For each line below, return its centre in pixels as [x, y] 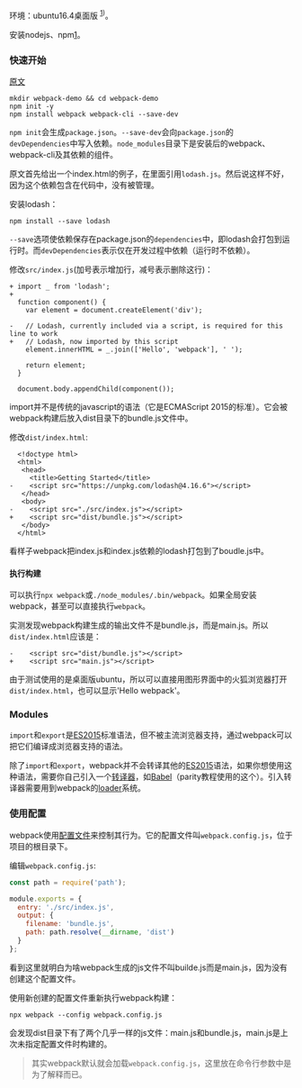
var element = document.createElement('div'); [114, 310]
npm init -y [31, 106]
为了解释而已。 [59, 1074]
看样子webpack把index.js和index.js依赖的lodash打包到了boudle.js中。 [139, 550]
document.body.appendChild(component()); [96, 389]
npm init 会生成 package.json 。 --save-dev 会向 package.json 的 [121, 131]
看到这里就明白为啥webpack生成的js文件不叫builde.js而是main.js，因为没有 [148, 967]
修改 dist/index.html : [49, 437]
